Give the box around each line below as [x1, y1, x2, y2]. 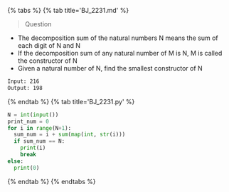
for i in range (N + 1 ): [7, 124, 72, 131]
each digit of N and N [17, 41, 80, 49]
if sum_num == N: [14, 138, 65, 145]
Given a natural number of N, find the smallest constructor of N [17, 64, 203, 72]
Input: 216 [7, 78, 40, 85]
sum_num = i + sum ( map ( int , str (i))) [14, 131, 126, 138]
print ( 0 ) [14, 164, 40, 171]
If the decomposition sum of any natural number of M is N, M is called [17, 49, 223, 57]
